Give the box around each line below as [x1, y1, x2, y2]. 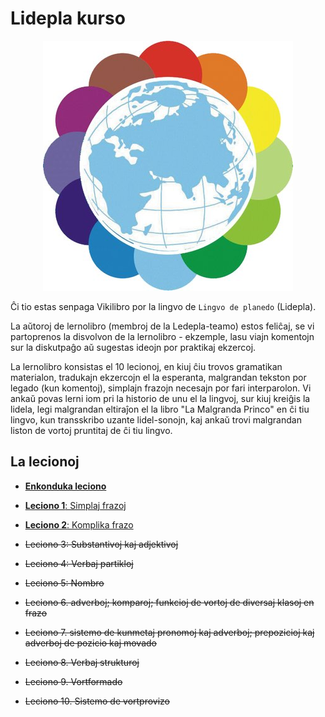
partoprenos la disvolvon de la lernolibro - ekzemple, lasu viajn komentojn [10, 330, 315, 342]
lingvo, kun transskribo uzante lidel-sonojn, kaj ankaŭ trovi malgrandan [10, 413, 302, 426]
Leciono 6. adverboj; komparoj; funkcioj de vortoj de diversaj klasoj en [24, 596, 315, 608]
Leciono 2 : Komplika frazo [24, 518, 134, 531]
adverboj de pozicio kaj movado [24, 637, 158, 649]
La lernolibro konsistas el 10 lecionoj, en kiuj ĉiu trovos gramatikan [10, 360, 283, 372]
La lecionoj [10, 453, 80, 471]
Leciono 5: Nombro [24, 577, 105, 589]
